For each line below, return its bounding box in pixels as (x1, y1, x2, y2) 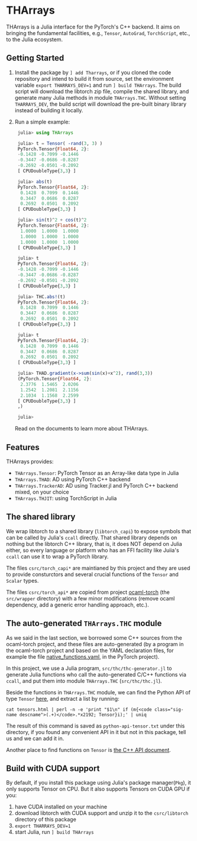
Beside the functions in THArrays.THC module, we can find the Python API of (6, 688, 191, 695)
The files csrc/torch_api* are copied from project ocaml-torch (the (6, 589, 170, 596)
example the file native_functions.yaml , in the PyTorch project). (6, 653, 160, 660)
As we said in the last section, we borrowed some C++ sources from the (6, 634, 182, 641)
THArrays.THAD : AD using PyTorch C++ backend (14, 476, 131, 483)
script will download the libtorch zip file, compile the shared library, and (14, 87, 189, 95)
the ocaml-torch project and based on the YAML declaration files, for (6, 647, 174, 654)
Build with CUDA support (6, 763, 100, 773)
